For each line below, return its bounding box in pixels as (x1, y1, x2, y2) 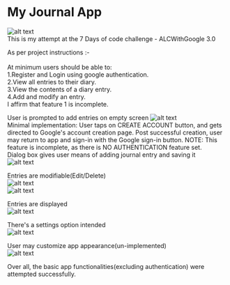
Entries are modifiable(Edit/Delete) (7, 171, 107, 180)
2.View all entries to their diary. (7, 77, 96, 86)
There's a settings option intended (7, 220, 106, 229)
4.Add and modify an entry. (7, 92, 86, 101)
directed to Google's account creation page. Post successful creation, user (7, 128, 223, 137)
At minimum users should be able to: (7, 63, 113, 71)
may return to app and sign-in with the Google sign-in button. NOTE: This (7, 135, 217, 144)
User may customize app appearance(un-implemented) (7, 241, 167, 249)
